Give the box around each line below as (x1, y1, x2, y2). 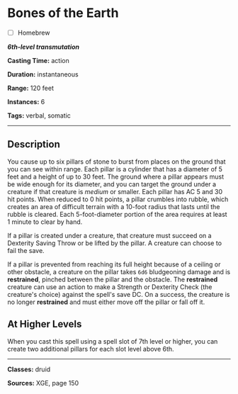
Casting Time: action (7, 57, 69, 64)
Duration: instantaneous (7, 70, 79, 79)
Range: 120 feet (7, 84, 55, 92)
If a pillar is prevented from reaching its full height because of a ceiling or (7, 260, 221, 269)
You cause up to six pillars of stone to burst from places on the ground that (7, 157, 226, 166)
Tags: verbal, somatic (7, 111, 71, 120)
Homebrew (17, 28, 50, 37)
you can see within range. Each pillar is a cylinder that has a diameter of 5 (7, 164, 223, 173)
